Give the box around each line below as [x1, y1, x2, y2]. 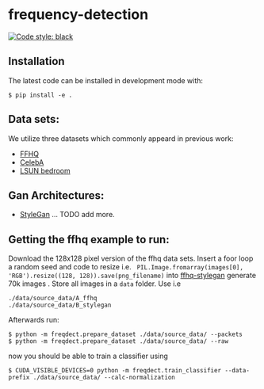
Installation [8, 55, 65, 68]
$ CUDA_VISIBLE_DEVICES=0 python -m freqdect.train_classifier [8, 367, 222, 375]
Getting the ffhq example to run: [8, 232, 170, 246]
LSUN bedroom [19, 166, 71, 175]
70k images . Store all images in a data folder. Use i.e [8, 279, 181, 288]
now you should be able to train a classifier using [8, 351, 169, 361]
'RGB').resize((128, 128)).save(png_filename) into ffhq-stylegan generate [8, 271, 256, 280]
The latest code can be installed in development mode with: [8, 75, 204, 85]
